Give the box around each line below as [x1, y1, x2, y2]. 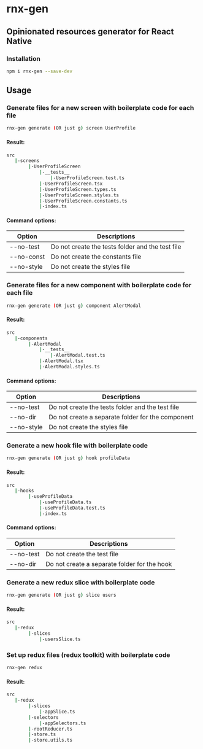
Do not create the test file [45, 550, 119, 558]
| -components [14, 335, 48, 341]
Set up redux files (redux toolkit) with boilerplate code [6, 650, 170, 659]
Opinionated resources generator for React [6, 26, 174, 37]
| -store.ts [28, 731, 56, 738]
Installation [6, 54, 41, 63]
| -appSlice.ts [39, 708, 75, 715]
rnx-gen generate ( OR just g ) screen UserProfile [6, 125, 136, 131]
